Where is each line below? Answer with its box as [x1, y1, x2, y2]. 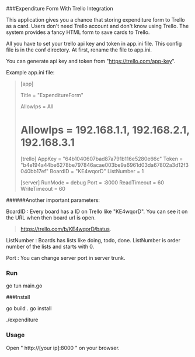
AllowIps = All [20, 103, 54, 110]
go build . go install [6, 305, 52, 312]
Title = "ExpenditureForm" [20, 92, 83, 98]
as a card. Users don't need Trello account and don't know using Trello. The [6, 23, 189, 29]
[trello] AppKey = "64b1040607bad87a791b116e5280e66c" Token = [20, 155, 183, 162]
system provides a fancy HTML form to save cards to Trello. [6, 29, 150, 36]
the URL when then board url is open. [6, 214, 96, 221]
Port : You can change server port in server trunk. [6, 254, 126, 261]
